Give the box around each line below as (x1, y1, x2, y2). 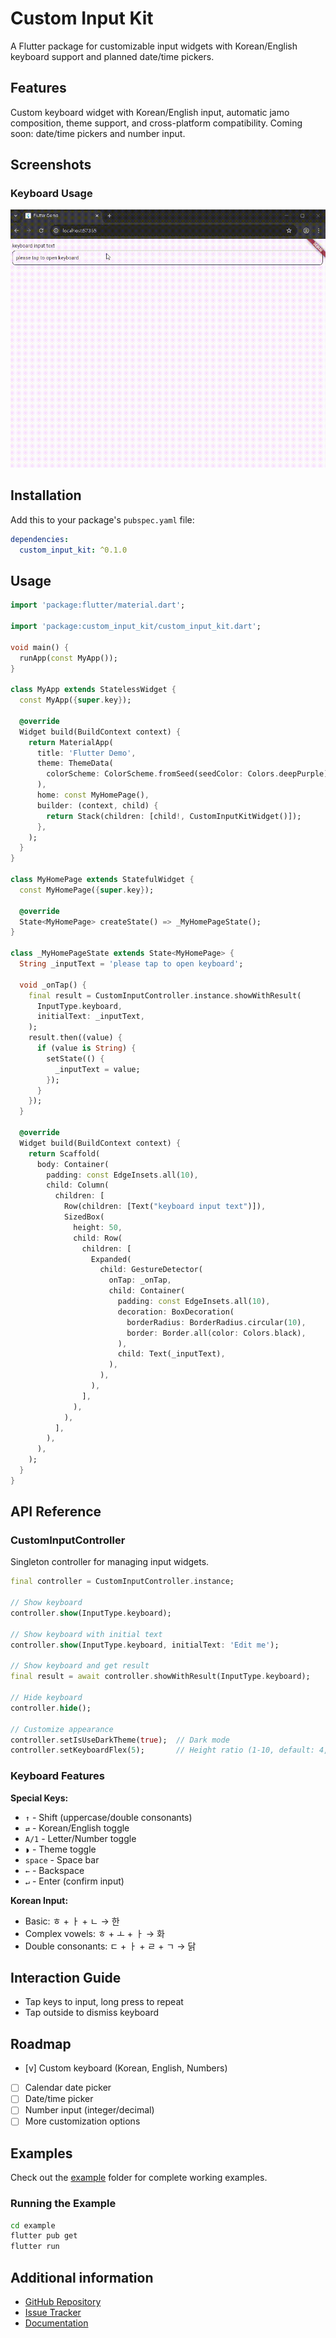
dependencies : (10, 534, 70, 544)
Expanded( (90, 1254, 132, 1264)
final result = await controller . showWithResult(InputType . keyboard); (10, 1672, 311, 1682)
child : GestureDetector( (99, 1265, 203, 1275)
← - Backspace (24, 1864, 85, 1876)
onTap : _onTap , (108, 1275, 172, 1286)
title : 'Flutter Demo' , (36, 748, 137, 758)
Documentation (24, 2317, 89, 2329)
